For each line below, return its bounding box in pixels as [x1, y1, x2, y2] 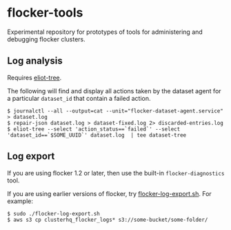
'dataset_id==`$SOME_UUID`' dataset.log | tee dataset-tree [7, 131, 187, 139]
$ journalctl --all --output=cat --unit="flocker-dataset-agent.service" [7, 107, 224, 115]
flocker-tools [7, 5, 83, 21]
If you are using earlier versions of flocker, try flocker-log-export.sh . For [7, 189, 212, 198]
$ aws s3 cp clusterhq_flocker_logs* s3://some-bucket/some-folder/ [7, 216, 208, 223]
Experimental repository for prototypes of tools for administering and [7, 28, 203, 36]
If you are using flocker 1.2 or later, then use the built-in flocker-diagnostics [7, 169, 225, 177]
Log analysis [7, 55, 63, 67]
